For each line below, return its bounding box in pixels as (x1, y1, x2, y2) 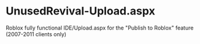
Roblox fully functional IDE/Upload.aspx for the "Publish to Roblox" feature (6, 24, 194, 31)
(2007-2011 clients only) (6, 30, 67, 37)
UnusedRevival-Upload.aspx (6, 4, 156, 18)
